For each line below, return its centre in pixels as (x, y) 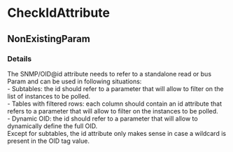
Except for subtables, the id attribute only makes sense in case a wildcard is (116, 133)
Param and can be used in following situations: (75, 81)
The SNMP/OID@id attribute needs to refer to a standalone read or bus (110, 74)
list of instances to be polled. (49, 96)
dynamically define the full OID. (52, 126)
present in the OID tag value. (48, 141)
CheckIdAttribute (59, 13)
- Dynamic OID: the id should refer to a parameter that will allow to (103, 118)
